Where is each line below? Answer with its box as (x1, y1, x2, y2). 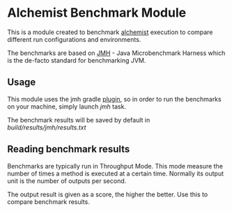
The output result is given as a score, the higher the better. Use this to (7, 190, 208, 198)
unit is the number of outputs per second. (7, 176, 127, 185)
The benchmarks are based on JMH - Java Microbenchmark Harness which (7, 49, 226, 57)
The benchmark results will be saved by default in (7, 116, 150, 124)
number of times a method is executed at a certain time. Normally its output (7, 169, 224, 177)
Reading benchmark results (7, 143, 130, 155)
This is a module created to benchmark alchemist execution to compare (7, 28, 213, 36)
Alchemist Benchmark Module (7, 5, 187, 21)
